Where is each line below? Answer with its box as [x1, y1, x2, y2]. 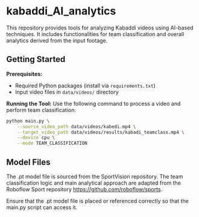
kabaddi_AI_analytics [6, 4, 116, 18]
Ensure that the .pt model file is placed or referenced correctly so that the [6, 197, 189, 204]
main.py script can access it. [6, 203, 78, 211]
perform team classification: [6, 106, 77, 114]
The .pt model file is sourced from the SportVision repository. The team [6, 173, 183, 180]
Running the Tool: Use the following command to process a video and [6, 100, 181, 107]
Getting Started [6, 54, 66, 64]
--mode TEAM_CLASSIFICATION [17, 140, 87, 147]
